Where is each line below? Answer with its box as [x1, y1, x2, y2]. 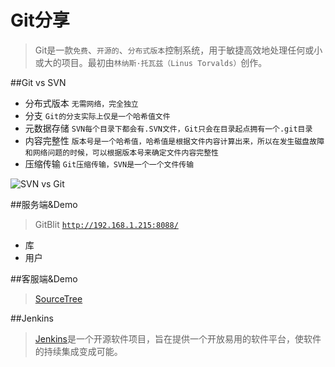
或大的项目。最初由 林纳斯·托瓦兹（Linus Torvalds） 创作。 [34, 56, 268, 68]
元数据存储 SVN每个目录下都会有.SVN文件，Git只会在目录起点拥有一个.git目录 [24, 122, 313, 134]
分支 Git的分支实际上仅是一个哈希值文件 [24, 109, 171, 121]
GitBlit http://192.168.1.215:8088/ [34, 218, 179, 230]
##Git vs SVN [10, 76, 67, 88]
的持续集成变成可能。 [34, 345, 123, 357]
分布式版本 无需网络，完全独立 [24, 97, 139, 109]
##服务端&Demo [10, 198, 78, 210]
